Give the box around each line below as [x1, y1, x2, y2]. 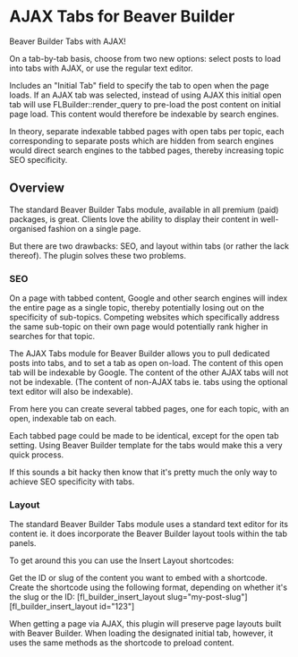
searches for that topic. [9, 331, 96, 342]
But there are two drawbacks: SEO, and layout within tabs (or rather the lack [9, 240, 289, 252]
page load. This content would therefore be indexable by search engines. [9, 108, 279, 119]
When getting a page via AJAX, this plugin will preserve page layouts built [9, 619, 282, 629]
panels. [9, 538, 37, 549]
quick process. [9, 449, 64, 460]
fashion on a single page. [47, 223, 141, 234]
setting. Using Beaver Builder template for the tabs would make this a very [9, 440, 284, 451]
